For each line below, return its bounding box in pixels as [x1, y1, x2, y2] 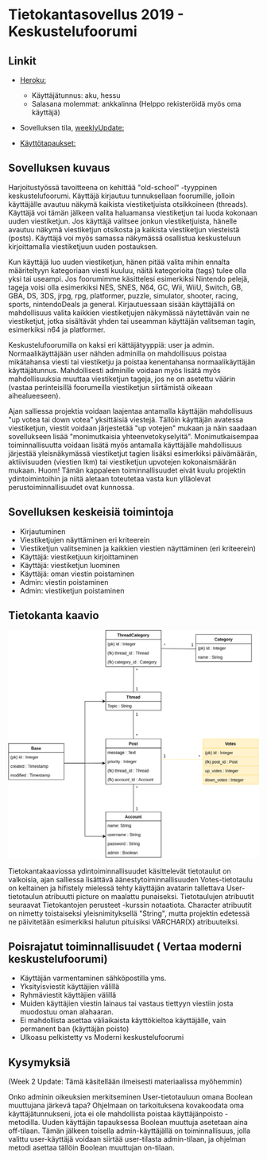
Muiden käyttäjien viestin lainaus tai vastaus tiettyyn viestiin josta [19, 998, 234, 1008]
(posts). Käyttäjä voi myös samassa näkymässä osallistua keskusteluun [8, 233, 241, 243]
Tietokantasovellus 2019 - [8, 6, 184, 24]
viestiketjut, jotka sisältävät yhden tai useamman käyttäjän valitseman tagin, [8, 316, 257, 325]
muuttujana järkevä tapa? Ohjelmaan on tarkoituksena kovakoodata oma [8, 1100, 245, 1111]
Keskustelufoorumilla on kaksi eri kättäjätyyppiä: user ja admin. [8, 340, 215, 349]
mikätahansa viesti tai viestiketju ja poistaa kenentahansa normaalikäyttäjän [8, 356, 256, 367]
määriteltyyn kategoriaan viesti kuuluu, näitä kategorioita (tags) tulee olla [8, 265, 246, 275]
